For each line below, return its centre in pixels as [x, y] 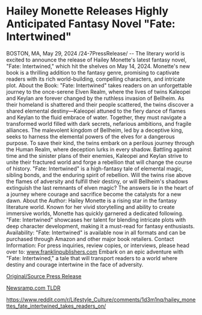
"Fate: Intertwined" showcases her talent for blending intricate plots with [96, 220]
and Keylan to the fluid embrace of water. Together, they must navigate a [96, 117]
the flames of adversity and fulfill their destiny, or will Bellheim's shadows [97, 181]
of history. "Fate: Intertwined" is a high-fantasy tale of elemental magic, [95, 168]
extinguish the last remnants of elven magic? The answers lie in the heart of [100, 187]
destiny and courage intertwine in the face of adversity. [75, 264]
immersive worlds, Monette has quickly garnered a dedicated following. [95, 213]
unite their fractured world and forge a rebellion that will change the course [99, 162]
